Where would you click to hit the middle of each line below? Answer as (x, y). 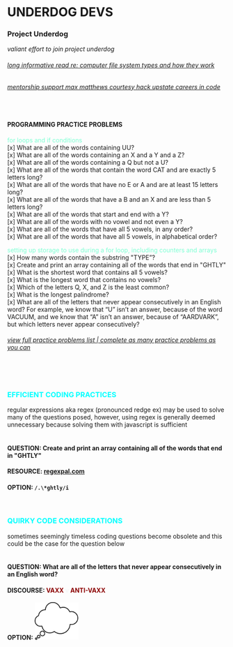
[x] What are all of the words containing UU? (71, 147)
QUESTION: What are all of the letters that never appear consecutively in (114, 567)
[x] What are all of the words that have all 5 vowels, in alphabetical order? (112, 236)
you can (19, 348)
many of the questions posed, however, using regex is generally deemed (111, 417)
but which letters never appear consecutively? (74, 324)
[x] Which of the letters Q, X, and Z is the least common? (88, 287)
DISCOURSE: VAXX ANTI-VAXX (56, 590)
